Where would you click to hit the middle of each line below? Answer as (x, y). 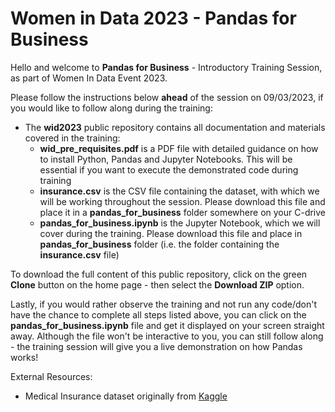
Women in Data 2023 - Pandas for (153, 18)
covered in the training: (72, 138)
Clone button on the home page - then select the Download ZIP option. (157, 284)
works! (24, 357)
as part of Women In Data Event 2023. (89, 78)
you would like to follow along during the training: (111, 108)
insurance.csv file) (79, 254)
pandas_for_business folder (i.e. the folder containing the (159, 244)
